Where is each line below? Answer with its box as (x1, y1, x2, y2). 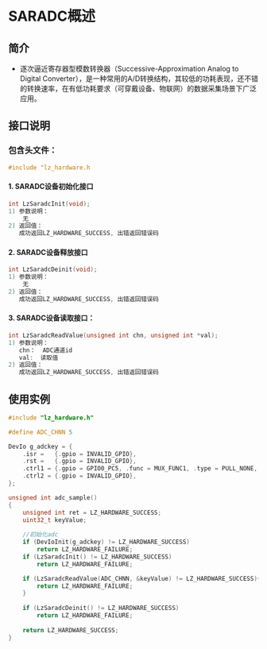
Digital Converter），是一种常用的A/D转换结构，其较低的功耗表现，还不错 (19, 74, 258, 83)
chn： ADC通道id (18, 346, 73, 354)
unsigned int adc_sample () (8, 493, 98, 501)
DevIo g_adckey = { (8, 442, 73, 450)
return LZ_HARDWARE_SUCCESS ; (22, 626, 119, 634)
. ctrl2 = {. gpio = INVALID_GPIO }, (22, 472, 137, 481)
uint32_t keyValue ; (22, 516, 87, 524)
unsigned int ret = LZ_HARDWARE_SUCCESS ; (22, 508, 161, 516)
